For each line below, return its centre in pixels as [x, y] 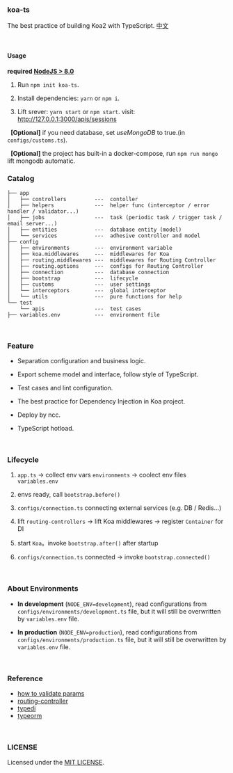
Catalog [21, 179]
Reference [25, 678]
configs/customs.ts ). [37, 140]
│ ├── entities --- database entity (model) [95, 230]
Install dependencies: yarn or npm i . [69, 98]
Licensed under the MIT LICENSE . [56, 763]
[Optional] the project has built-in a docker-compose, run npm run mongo [114, 153]
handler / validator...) [43, 211]
